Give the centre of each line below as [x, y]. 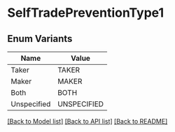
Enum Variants [40, 39]
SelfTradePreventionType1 [86, 13]
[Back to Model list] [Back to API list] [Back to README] [87, 121]
